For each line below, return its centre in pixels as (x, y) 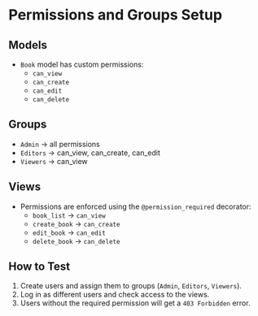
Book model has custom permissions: (82, 64)
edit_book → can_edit (69, 232)
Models (28, 45)
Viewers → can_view (54, 161)
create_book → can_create (76, 223)
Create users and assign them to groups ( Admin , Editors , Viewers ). (131, 286)
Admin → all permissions (60, 144)
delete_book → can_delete (76, 240)
